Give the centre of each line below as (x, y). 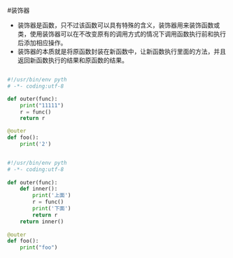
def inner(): (39, 189)
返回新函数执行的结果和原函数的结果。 (72, 60)
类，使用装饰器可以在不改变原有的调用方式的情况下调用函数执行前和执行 (121, 34)
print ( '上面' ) (52, 196)
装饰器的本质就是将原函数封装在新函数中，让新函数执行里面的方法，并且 (121, 52)
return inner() (42, 222)
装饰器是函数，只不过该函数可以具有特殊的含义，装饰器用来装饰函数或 (119, 25)
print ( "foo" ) (39, 247)
